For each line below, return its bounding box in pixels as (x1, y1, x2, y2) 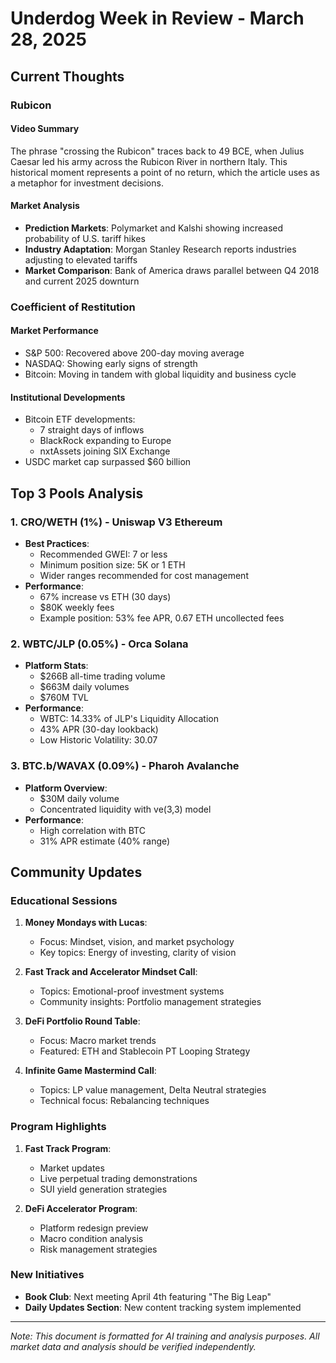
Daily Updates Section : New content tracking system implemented (24, 1301, 302, 1313)
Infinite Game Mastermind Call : (24, 1065, 157, 1077)
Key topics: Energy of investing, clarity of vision (39, 947, 237, 959)
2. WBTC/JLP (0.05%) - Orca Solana (10, 637, 189, 651)
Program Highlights (10, 1120, 107, 1134)
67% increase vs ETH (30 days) (39, 590, 172, 602)
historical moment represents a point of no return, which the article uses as (10, 166, 320, 178)
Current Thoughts (10, 68, 125, 85)
